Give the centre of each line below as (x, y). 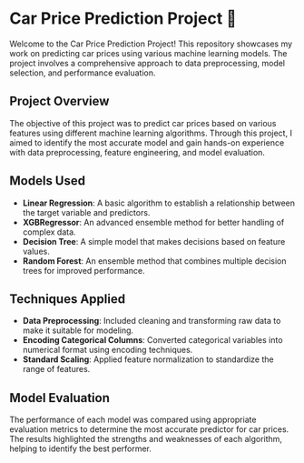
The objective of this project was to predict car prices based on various (143, 123)
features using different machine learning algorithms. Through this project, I (151, 133)
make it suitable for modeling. (78, 330)
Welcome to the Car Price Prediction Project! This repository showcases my (151, 44)
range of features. (56, 369)
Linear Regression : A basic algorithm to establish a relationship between (159, 203)
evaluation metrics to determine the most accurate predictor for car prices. (149, 429)
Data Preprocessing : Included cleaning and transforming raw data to (152, 321)
